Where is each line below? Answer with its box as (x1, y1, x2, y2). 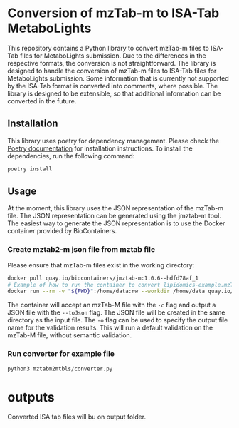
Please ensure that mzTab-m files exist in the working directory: (7, 260, 195, 269)
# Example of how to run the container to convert (7, 281, 161, 288)
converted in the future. (7, 96, 77, 105)
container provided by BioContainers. (7, 227, 117, 235)
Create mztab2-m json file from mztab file (7, 245, 155, 255)
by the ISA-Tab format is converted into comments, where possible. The (7, 81, 218, 90)
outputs (7, 389, 55, 405)
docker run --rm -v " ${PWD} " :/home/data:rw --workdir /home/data (7, 287, 205, 295)
